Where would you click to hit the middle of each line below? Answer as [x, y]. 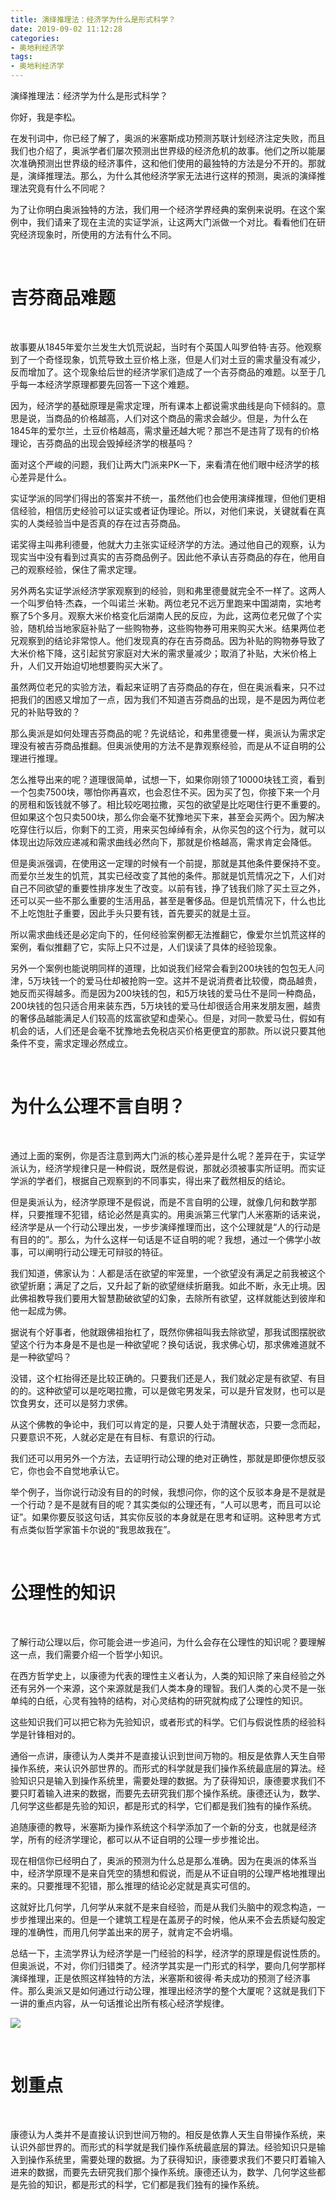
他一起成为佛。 [41, 1310]
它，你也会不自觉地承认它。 [67, 1470]
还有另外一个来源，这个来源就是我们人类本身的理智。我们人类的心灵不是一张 [168, 1688]
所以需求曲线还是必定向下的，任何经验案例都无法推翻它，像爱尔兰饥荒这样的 [168, 934]
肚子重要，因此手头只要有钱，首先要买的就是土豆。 [150, 913]
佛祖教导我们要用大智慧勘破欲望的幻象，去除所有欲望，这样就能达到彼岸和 [172, 1298]
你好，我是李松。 [45, 117]
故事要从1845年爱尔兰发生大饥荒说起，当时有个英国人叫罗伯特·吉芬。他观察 [166, 347]
